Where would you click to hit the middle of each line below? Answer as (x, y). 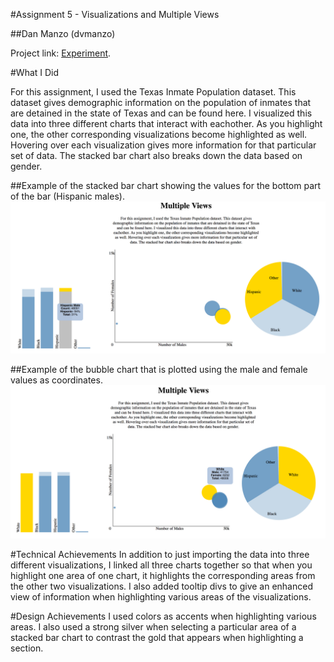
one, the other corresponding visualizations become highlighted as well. (159, 134)
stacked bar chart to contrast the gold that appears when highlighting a (157, 638)
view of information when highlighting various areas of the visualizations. (161, 597)
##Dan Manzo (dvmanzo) (63, 33)
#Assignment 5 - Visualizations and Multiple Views (115, 14)
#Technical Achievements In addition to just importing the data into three (160, 555)
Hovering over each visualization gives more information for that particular (163, 145)
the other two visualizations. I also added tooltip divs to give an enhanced (161, 586)
